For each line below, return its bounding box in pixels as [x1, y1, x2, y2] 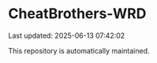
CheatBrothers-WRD [8, 5, 147, 23]
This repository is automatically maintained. [8, 46, 150, 55]
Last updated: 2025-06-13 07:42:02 [8, 31, 125, 40]
